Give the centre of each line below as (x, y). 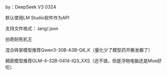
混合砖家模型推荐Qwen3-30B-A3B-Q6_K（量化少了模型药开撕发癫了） (79, 50)
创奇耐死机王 (19, 39)
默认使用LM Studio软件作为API (37, 18)
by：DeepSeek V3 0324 (31, 7)
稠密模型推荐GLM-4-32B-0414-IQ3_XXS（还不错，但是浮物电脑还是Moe (81, 61)
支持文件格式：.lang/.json (32, 28)
